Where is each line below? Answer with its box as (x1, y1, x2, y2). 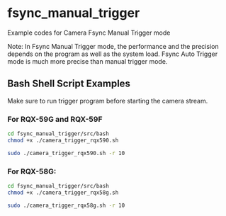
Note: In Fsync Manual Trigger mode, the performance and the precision (7, 42, 219, 50)
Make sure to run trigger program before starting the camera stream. (7, 96, 208, 105)
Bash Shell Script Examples (7, 78, 131, 90)
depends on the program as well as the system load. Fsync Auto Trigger (7, 50, 218, 58)
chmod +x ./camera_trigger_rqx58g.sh (7, 189, 119, 196)
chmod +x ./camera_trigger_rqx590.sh (7, 137, 119, 144)
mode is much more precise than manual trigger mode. (7, 57, 168, 65)
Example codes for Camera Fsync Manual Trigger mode (7, 28, 171, 37)
